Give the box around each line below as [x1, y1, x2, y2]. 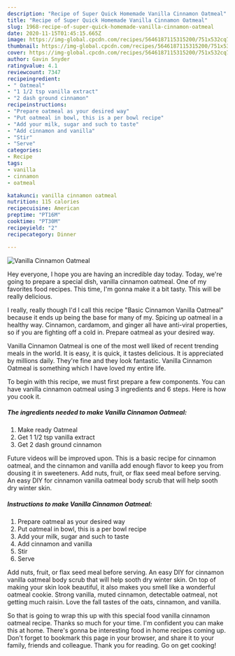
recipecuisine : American [7, 205, 80, 212]
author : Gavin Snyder [7, 56, 71, 63]
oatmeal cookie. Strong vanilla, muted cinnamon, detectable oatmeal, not [7, 590, 218, 599]
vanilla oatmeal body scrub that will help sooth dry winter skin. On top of [7, 576, 216, 584]
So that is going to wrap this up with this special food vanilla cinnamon [7, 611, 211, 620]
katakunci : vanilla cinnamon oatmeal [7, 192, 117, 199]
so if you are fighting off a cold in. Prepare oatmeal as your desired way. [7, 328, 215, 336]
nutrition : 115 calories [7, 199, 80, 206]
